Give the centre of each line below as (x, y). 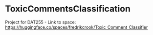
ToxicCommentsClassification (68, 9)
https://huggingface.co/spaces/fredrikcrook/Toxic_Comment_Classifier (76, 27)
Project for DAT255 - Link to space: (41, 22)
